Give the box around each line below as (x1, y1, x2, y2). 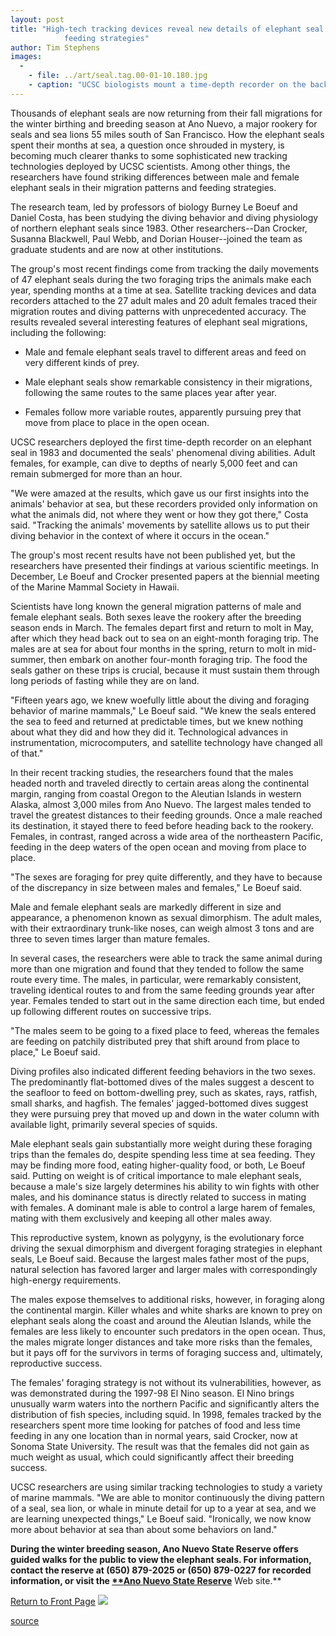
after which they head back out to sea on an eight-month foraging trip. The (10, 632, 319, 644)
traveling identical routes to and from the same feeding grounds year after (10, 984, 315, 996)
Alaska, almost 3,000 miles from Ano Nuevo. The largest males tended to (10, 798, 312, 810)
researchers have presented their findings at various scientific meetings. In (10, 559, 320, 571)
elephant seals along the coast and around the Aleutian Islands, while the (10, 1314, 312, 1326)
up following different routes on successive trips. (10, 1005, 212, 1017)
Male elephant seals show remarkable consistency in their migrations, (24, 376, 313, 388)
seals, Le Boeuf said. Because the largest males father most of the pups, (10, 1252, 310, 1265)
